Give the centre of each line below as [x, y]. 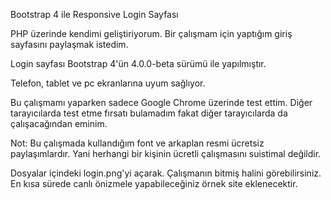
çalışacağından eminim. [59, 123]
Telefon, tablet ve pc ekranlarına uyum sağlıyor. [108, 83]
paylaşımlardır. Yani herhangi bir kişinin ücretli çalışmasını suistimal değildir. [166, 153]
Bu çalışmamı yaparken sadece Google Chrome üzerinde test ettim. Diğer [161, 102]
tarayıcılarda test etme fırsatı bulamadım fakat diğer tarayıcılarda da [149, 113]
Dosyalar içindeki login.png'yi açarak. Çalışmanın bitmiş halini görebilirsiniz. [166, 173]
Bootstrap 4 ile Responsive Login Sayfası [94, 14]
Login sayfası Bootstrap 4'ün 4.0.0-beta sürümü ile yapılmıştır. [138, 63]
